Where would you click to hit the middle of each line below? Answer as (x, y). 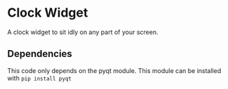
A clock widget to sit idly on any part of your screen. (83, 32)
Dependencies (40, 54)
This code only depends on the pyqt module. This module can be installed (114, 70)
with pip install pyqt (40, 78)
